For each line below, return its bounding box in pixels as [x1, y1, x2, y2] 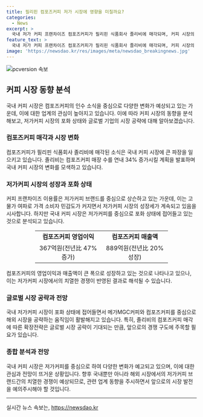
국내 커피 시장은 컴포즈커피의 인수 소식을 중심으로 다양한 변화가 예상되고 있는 [6, 102, 187, 109]
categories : [6, 14, 36, 21]
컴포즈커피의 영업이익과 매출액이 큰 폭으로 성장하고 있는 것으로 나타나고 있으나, [6, 270, 192, 277]
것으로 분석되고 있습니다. [6, 218, 65, 225]
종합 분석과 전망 [6, 348, 50, 356]
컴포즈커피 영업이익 [42, 233, 95, 241]
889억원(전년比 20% [105, 244, 164, 252]
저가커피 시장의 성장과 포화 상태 [6, 180, 92, 188]
